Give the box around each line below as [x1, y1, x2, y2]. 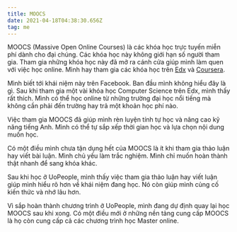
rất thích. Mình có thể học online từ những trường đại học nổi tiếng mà [7, 94, 212, 103]
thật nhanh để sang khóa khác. [7, 159, 98, 168]
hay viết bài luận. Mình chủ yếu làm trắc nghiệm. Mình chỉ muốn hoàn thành [7, 151, 228, 160]
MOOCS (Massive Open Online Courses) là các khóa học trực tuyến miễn [7, 43, 221, 52]
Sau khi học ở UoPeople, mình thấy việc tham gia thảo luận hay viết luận [7, 173, 218, 181]
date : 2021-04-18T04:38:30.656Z [7, 17, 103, 24]
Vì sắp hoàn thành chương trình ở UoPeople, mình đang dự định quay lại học [7, 202, 230, 210]
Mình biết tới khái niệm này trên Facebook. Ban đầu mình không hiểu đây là [7, 79, 226, 88]
